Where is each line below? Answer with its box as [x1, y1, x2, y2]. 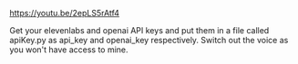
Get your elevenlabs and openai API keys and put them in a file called [9, 25, 270, 35]
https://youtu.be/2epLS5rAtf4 [9, 8, 120, 18]
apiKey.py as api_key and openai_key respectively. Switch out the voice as [9, 35, 289, 45]
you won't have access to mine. [9, 44, 129, 55]
